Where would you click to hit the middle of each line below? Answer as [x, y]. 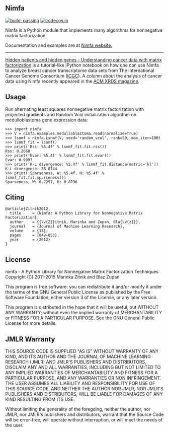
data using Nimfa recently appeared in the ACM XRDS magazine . [72, 81]
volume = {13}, [29, 231]
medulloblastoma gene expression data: [47, 120]
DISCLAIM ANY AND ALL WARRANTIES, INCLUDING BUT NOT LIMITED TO [83, 368]
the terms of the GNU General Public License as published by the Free [78, 292]
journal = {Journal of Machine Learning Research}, [67, 227]
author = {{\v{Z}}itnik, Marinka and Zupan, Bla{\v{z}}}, [75, 222]
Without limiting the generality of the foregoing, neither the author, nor [78, 409]
